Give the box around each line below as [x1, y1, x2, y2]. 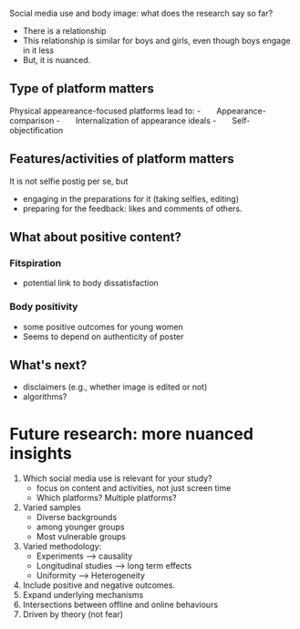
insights [9, 442, 73, 464]
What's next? [9, 357, 88, 373]
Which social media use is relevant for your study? [22, 473, 212, 484]
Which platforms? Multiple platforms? [36, 493, 177, 504]
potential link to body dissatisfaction [22, 278, 160, 289]
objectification [9, 124, 64, 135]
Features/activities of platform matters [9, 151, 234, 167]
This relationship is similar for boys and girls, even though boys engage [22, 36, 291, 46]
